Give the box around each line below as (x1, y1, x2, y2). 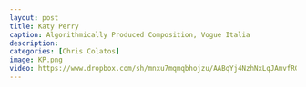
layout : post (9, 13, 59, 23)
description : (9, 38, 59, 48)
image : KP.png (9, 55, 64, 64)
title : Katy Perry (9, 22, 79, 31)
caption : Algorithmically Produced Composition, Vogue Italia (9, 30, 250, 39)
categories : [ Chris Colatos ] (9, 47, 120, 56)
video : (9, 64, 35, 73)
